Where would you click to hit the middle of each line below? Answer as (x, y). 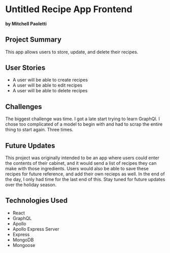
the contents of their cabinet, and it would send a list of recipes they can (81, 163)
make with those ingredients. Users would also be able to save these (77, 169)
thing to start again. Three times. (39, 130)
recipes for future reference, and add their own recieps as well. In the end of (85, 174)
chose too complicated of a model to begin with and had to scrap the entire (84, 124)
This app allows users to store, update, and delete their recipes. (72, 52)
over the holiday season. (31, 185)
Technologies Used (36, 201)
